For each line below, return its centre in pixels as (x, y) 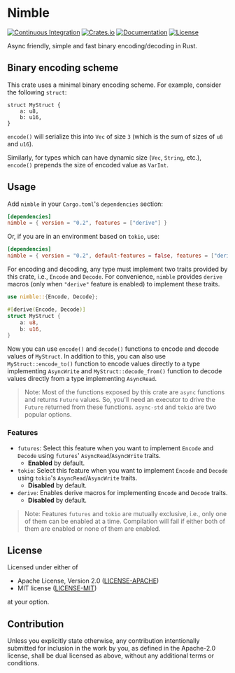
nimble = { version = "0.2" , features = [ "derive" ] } (87, 223)
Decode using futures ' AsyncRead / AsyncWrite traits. (89, 455)
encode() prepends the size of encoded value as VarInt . (88, 165)
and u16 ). (20, 144)
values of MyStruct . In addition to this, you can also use (87, 356)
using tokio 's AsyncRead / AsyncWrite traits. (77, 478)
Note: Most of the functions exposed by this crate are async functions (124, 392)
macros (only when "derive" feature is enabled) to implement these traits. (114, 284)
